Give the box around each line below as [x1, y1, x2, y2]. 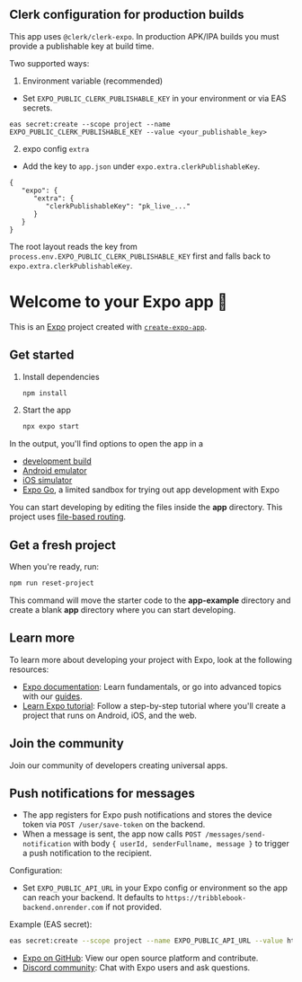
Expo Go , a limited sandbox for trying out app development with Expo [22, 484, 280, 495]
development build [22, 456, 92, 466]
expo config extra [22, 143, 90, 154]
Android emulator [22, 465, 87, 476]
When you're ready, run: [9, 562, 99, 572]
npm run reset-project [9, 579, 94, 588]
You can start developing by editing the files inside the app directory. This [9, 502, 283, 513]
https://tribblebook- [165, 894, 247, 903]
